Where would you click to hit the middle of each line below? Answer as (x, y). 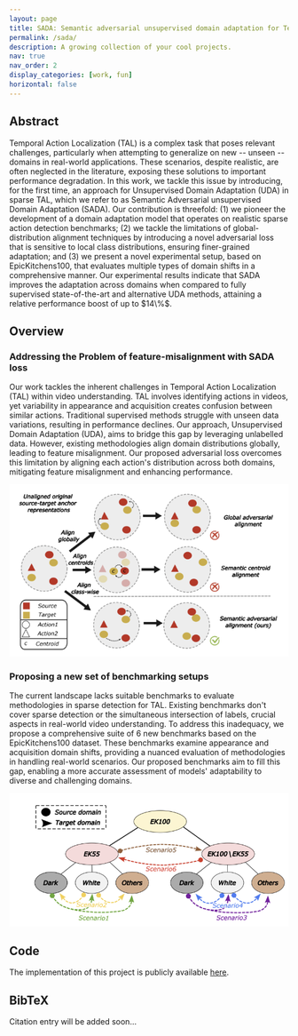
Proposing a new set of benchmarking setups (109, 676)
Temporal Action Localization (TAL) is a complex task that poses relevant (142, 143)
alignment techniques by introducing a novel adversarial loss (164, 237)
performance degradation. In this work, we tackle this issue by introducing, (146, 180)
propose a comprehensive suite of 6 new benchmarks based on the (133, 734)
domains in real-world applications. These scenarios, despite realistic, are (144, 162)
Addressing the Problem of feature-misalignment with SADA (142, 356)
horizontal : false (43, 84)
